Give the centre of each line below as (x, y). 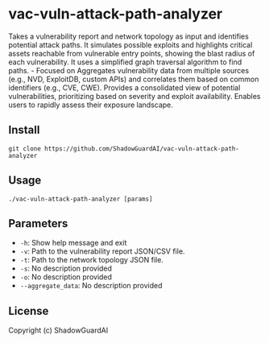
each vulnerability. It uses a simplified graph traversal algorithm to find (125, 62)
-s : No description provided (66, 269)
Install (24, 130)
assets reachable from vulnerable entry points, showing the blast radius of (132, 53)
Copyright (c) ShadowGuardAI (58, 330)
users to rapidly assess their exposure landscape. (91, 105)
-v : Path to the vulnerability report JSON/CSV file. (102, 251)
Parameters (38, 223)
